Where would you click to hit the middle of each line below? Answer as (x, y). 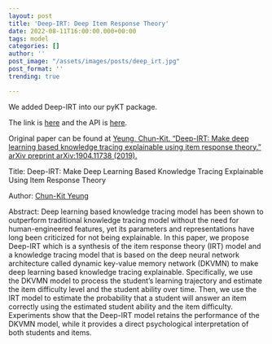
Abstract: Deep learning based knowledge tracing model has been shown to (136, 211)
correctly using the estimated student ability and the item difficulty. (121, 307)
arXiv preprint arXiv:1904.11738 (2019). (73, 155)
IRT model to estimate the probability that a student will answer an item (127, 298)
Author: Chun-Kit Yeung (49, 195)
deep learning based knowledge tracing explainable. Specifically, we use (131, 272)
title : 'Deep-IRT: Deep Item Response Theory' (89, 24)
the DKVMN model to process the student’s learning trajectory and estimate (136, 281)
